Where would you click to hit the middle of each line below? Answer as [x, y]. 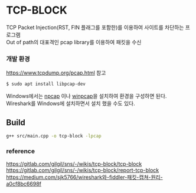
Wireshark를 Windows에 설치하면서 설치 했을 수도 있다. [71, 103]
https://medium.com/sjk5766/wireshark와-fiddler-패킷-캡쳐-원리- [85, 177]
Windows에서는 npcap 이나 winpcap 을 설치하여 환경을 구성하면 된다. [86, 96]
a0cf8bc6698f [24, 184]
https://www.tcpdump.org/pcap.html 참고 [56, 73]
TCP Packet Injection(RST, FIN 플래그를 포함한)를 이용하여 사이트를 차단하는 [95, 27]
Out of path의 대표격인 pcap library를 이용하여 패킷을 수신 [74, 42]
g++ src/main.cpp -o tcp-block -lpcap [54, 136]
